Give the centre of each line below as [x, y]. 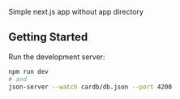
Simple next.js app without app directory [76, 12]
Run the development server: [57, 57]
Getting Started [48, 37]
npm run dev [28, 71]
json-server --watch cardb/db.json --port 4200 [90, 87]
